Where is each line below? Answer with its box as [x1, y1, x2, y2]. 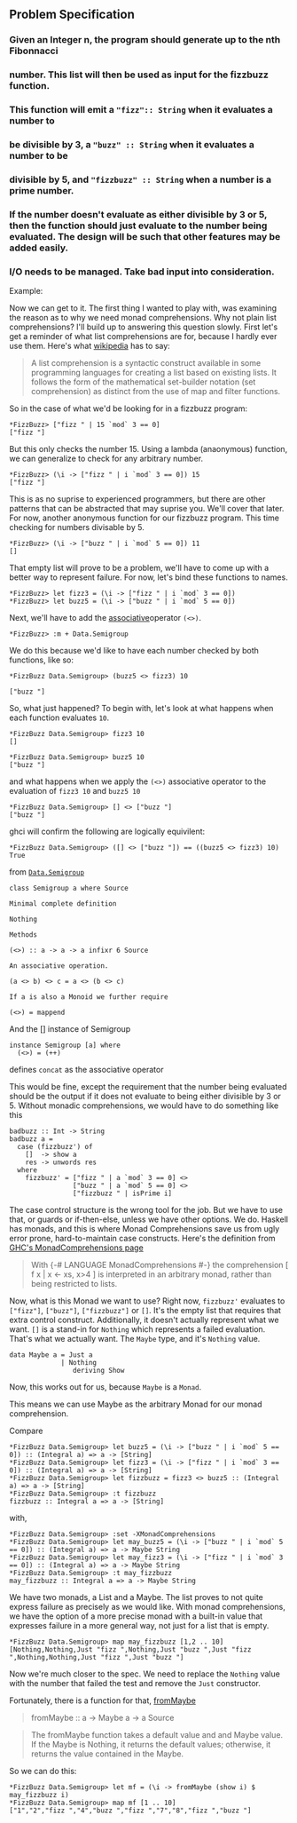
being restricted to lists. [30, 1279, 118, 1289]
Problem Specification [9, 7, 135, 22]
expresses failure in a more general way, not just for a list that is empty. [9, 1621, 270, 1631]
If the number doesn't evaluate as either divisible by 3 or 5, [9, 208, 268, 220]
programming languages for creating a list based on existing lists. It [30, 368, 277, 378]
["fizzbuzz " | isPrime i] [72, 1189, 173, 1198]
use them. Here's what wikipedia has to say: [9, 341, 170, 352]
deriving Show [72, 1367, 125, 1375]
